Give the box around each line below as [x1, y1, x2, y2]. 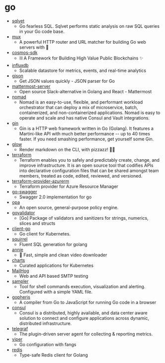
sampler [11, 278, 29, 284]
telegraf [11, 325, 28, 331]
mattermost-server [11, 83, 51, 89]
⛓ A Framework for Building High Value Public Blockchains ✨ [19, 55, 143, 61]
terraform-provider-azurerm [11, 178, 70, 184]
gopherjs [11, 294, 31, 300]
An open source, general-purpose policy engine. [19, 204, 119, 210]
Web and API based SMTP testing [19, 273, 89, 279]
